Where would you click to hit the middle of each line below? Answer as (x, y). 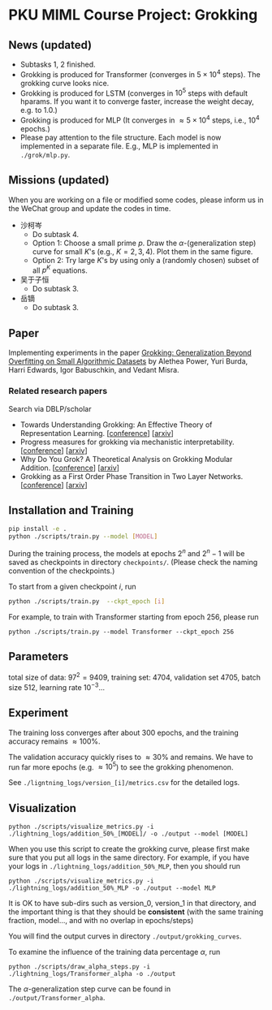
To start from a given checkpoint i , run (72, 586)
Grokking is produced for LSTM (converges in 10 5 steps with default (134, 93)
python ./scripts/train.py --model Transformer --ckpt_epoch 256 (121, 632)
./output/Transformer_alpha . (57, 998)
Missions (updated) (59, 180)
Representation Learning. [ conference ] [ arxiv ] (97, 433)
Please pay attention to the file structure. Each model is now (121, 137)
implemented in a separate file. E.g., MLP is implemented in (119, 146)
